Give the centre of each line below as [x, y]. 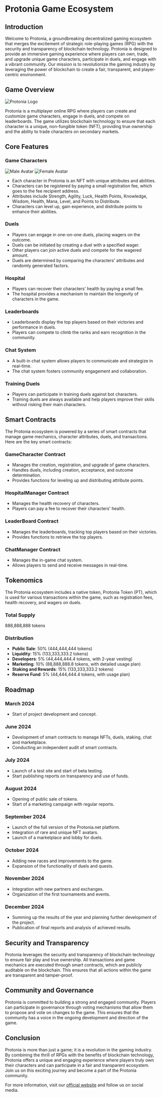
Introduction [24, 27]
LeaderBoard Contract [32, 521]
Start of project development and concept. [54, 714]
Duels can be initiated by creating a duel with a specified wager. [76, 245]
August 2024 [21, 788]
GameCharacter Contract [35, 454]
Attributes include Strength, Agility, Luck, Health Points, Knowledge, [80, 196]
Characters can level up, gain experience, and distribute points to [77, 206]
